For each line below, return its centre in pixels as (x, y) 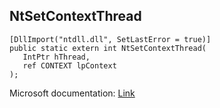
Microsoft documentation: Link (72, 93)
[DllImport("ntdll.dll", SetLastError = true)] (110, 39)
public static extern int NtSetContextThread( (108, 48)
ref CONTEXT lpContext (69, 65)
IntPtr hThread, (56, 57)
